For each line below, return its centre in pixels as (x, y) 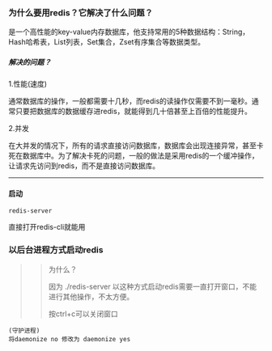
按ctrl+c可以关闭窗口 (83, 314)
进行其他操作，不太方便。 (91, 296)
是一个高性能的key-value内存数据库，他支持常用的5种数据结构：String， (129, 32)
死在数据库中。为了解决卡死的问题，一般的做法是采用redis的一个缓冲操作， (134, 156)
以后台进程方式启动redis (56, 250)
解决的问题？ (30, 61)
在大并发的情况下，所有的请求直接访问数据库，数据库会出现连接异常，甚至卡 (136, 146)
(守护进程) (24, 330)
